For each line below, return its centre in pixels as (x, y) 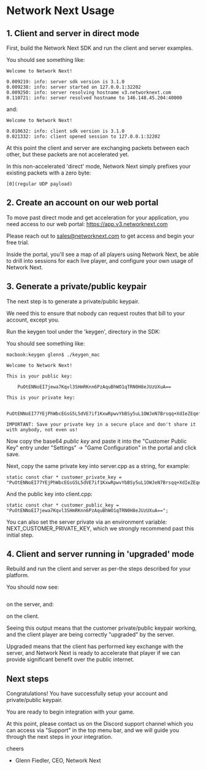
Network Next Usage (60, 11)
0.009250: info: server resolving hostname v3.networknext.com (89, 92)
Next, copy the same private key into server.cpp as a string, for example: (98, 466)
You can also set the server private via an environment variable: (87, 522)
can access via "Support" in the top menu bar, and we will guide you (93, 730)
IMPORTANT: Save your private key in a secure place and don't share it (101, 424)
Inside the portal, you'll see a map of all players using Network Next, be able (103, 254)
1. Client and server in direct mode (73, 33)
